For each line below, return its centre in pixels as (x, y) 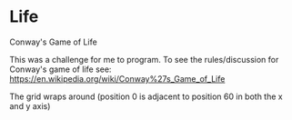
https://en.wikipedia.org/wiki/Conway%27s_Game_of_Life (117, 78)
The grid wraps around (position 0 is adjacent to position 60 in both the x (146, 96)
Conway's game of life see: (60, 69)
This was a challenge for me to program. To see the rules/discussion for (144, 59)
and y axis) (30, 105)
